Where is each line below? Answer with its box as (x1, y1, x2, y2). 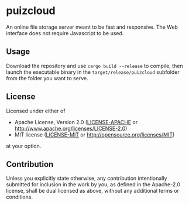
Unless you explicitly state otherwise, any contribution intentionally (6, 175, 167, 182)
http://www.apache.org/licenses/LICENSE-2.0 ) (14, 125, 128, 132)
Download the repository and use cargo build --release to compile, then (6, 62, 183, 69)
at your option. (6, 142, 42, 149)
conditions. (6, 193, 33, 200)
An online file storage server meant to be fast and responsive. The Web (6, 23, 178, 30)
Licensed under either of (6, 107, 66, 114)
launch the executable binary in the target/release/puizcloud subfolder (6, 69, 180, 76)
